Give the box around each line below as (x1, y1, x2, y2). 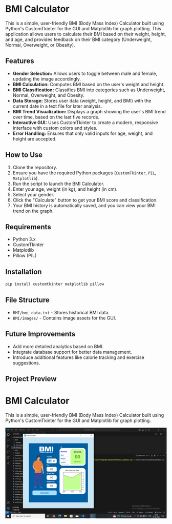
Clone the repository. (12, 164, 57, 170)
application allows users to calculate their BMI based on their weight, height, (5, 31, 166, 37)
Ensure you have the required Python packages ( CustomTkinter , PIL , (12, 170, 157, 176)
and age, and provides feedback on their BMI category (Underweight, (5, 36, 152, 43)
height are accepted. (12, 135, 57, 142)
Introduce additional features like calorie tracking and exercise (12, 354, 144, 360)
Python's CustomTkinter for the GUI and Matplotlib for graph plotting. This (5, 25, 161, 31)
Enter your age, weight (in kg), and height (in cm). (12, 186, 118, 192)
